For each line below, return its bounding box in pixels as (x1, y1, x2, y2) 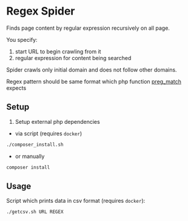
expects (6, 84, 27, 92)
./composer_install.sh (6, 141, 64, 148)
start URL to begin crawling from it (15, 47, 101, 55)
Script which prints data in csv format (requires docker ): (6, 197, 146, 205)
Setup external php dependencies (15, 118, 100, 125)
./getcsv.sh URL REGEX (6, 209, 64, 215)
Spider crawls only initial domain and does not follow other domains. (6, 66, 177, 73)
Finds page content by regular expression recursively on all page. (6, 24, 170, 32)
